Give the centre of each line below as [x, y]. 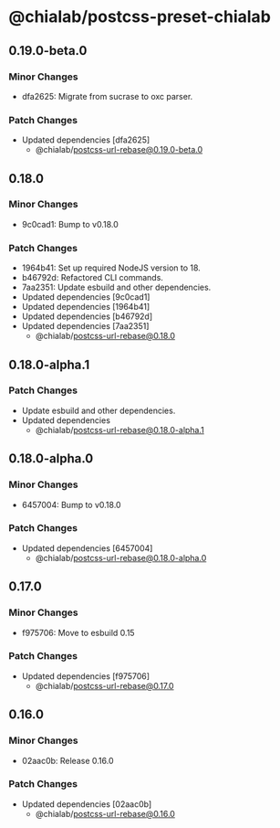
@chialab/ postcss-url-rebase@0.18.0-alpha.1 [119, 430]
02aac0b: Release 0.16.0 [67, 760]
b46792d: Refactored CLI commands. [92, 278]
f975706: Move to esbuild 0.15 [78, 632]
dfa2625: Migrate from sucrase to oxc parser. [107, 96]
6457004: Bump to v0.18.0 [71, 504]
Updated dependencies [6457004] [87, 548]
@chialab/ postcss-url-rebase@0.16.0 [105, 813]
